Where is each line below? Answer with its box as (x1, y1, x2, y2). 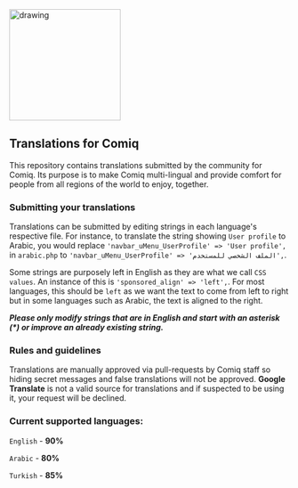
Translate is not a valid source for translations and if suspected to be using (9, 383, 285, 394)
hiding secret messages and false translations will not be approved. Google (9, 374, 286, 385)
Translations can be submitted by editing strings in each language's (9, 222, 258, 232)
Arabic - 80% (9, 452, 60, 463)
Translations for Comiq (9, 136, 140, 151)
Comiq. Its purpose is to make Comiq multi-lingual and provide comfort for (9, 169, 282, 180)
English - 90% (9, 435, 64, 446)
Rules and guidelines (9, 345, 101, 357)
